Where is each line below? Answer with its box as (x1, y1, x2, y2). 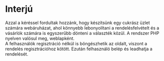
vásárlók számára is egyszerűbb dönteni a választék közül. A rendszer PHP (5, 30, 160, 36)
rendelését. (5, 51, 28, 57)
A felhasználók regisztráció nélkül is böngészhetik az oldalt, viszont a (5, 40, 148, 46)
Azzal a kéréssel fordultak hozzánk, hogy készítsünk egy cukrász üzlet (5, 20, 150, 26)
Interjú (5, 3, 33, 15)
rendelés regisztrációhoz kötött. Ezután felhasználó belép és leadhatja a (5, 46, 153, 52)
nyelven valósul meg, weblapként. (5, 35, 75, 41)
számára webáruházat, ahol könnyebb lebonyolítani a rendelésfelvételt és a (5, 25, 160, 30)
